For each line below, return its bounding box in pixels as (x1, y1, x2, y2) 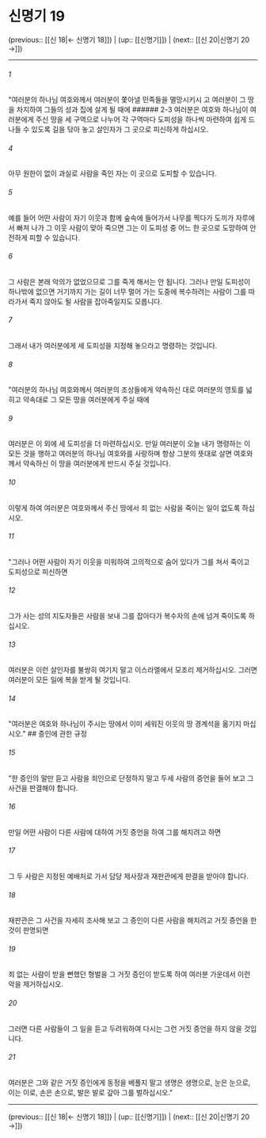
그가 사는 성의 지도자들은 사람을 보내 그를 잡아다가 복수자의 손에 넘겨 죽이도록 (8, 611, 247, 620)
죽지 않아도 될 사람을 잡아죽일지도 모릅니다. (28, 296, 163, 306)
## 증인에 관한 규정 (27, 729, 87, 739)
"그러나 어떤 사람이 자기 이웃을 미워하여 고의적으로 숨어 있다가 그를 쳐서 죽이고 (8, 557, 250, 566)
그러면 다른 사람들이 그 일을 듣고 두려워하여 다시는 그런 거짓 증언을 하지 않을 (8, 1023, 243, 1033)
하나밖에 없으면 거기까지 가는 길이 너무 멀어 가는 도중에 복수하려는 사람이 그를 (8, 287, 247, 296)
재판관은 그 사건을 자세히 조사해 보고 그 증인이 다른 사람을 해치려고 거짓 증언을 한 (8, 915, 257, 925)
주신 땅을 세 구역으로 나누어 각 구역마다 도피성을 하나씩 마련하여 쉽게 (35, 115, 247, 124)
